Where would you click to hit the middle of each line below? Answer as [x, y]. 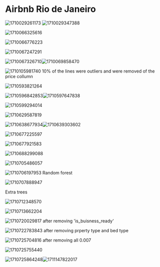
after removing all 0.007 [67, 240]
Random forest [57, 173]
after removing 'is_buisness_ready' [78, 221]
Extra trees [16, 192]
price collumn [19, 76]
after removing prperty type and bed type [86, 230]
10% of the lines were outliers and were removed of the [98, 71]
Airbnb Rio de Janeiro [51, 9]
